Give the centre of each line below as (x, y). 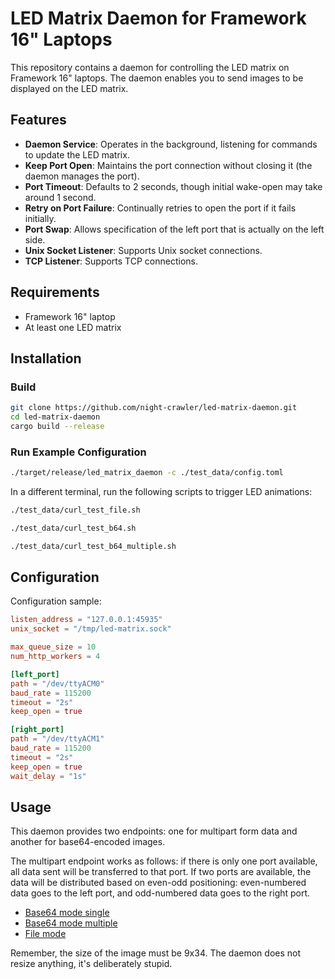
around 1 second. (60, 197)
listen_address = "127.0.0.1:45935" (86, 620)
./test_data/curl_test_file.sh (75, 510)
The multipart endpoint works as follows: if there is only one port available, (164, 861)
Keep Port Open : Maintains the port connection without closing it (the (168, 165)
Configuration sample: (56, 601)
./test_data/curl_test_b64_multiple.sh (93, 546)
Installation (46, 358)
